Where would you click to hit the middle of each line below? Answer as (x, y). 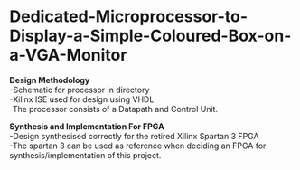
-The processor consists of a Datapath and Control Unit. (114, 109)
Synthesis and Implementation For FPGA (87, 126)
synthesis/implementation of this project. (85, 155)
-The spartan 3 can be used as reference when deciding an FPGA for (138, 146)
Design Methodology (50, 80)
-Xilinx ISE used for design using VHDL (82, 99)
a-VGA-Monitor (68, 55)
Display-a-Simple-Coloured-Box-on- (150, 36)
